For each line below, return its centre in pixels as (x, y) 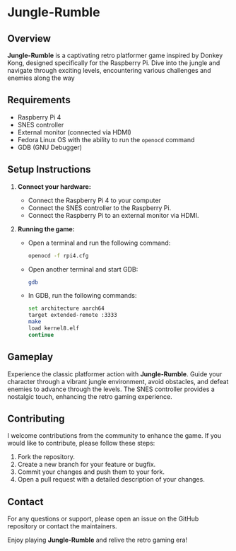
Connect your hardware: (54, 186)
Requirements (39, 100)
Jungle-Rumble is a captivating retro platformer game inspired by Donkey (115, 55)
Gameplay (30, 357)
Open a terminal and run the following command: (99, 243)
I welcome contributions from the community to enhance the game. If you (114, 436)
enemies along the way (41, 78)
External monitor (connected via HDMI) (75, 132)
